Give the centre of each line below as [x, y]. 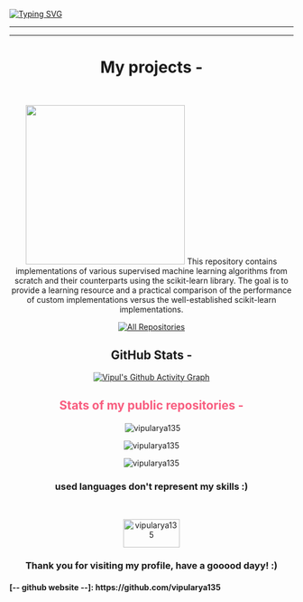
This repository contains [232, 261]
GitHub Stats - [151, 356]
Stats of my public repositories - [151, 405]
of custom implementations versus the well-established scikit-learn [151, 299]
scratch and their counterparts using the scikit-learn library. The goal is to [151, 280]
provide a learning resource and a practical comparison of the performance [151, 290]
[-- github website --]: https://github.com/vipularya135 [115, 588]
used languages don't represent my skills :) [151, 486]
